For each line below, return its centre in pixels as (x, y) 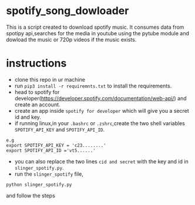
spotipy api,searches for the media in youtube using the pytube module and (97, 33)
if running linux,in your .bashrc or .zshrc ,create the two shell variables (100, 123)
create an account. (37, 105)
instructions (36, 63)
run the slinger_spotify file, (49, 174)
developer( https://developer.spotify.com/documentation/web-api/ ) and (100, 98)
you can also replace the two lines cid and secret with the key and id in (102, 161)
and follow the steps (31, 196)
